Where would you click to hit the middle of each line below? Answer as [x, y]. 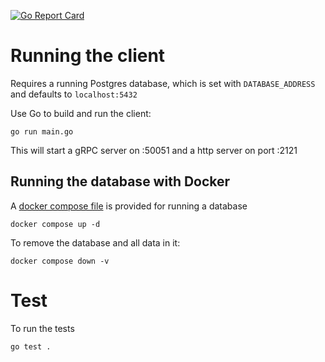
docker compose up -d [55, 224]
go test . [31, 346]
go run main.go [42, 131]
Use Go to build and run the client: [81, 113]
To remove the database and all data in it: [95, 242]
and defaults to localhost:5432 [74, 94]
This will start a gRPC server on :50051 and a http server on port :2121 [154, 150]
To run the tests [42, 328]
